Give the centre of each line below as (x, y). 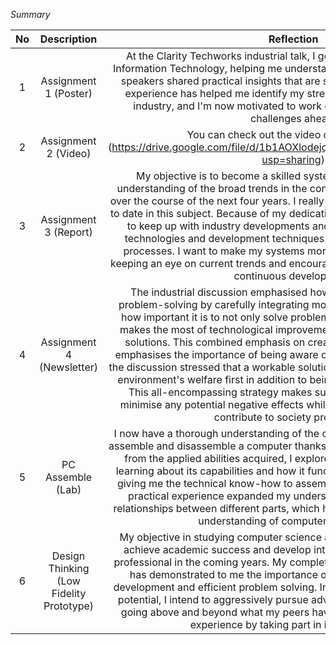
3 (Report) (68, 232)
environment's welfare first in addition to (212, 379)
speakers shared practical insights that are (220, 81)
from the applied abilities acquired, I (208, 458)
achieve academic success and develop (217, 549)
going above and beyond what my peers (215, 612)
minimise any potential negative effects (211, 404)
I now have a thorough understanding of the (216, 433)
